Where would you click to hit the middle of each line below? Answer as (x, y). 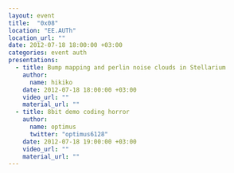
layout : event (32, 16)
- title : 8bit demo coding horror (72, 112)
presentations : (33, 61)
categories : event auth (48, 53)
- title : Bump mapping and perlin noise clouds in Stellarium (121, 68)
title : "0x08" (33, 23)
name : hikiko (51, 82)
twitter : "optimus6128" (69, 134)
